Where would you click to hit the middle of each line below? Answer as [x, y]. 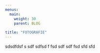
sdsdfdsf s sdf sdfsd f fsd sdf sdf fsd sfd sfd [50, 46]
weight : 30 [25, 19]
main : [15, 14]
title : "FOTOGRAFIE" [26, 32]
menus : [12, 10]
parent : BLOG [27, 23]
